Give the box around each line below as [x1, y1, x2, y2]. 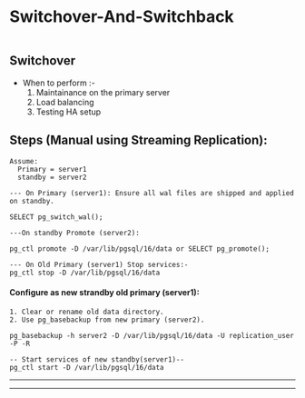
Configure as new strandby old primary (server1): [9, 287, 200, 298]
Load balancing [35, 96, 94, 107]
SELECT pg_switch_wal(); [9, 212, 103, 222]
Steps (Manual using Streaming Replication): [9, 133, 268, 148]
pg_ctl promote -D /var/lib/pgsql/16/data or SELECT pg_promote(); [9, 244, 271, 254]
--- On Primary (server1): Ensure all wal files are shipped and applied [9, 188, 295, 197]
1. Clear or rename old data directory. [9, 307, 165, 316]
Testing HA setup [35, 106, 102, 117]
